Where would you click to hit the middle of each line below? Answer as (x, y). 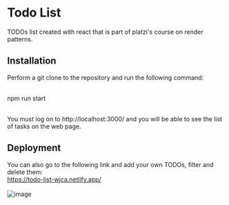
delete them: (25, 172)
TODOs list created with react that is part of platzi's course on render (105, 32)
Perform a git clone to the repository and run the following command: (106, 77)
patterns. (20, 39)
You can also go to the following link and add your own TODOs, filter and (110, 164)
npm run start (27, 98)
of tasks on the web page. (44, 126)
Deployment (34, 148)
